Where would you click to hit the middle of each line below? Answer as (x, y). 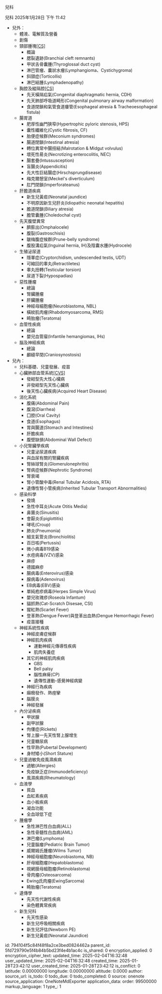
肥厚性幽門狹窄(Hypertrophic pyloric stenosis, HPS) (78, 124)
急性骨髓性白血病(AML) (50, 832)
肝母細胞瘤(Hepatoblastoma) (55, 863)
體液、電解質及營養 (38, 34)
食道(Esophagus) (43, 421)
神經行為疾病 (39, 687)
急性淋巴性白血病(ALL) (49, 826)
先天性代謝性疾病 (44, 899)
